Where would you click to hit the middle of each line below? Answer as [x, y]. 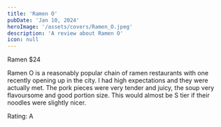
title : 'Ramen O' [33, 14]
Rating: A [20, 117]
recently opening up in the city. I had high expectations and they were [108, 80]
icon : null [23, 40]
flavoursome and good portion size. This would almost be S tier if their [108, 96]
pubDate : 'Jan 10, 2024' [43, 20]
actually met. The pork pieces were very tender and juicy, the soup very [111, 88]
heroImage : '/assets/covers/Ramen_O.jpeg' [70, 27]
